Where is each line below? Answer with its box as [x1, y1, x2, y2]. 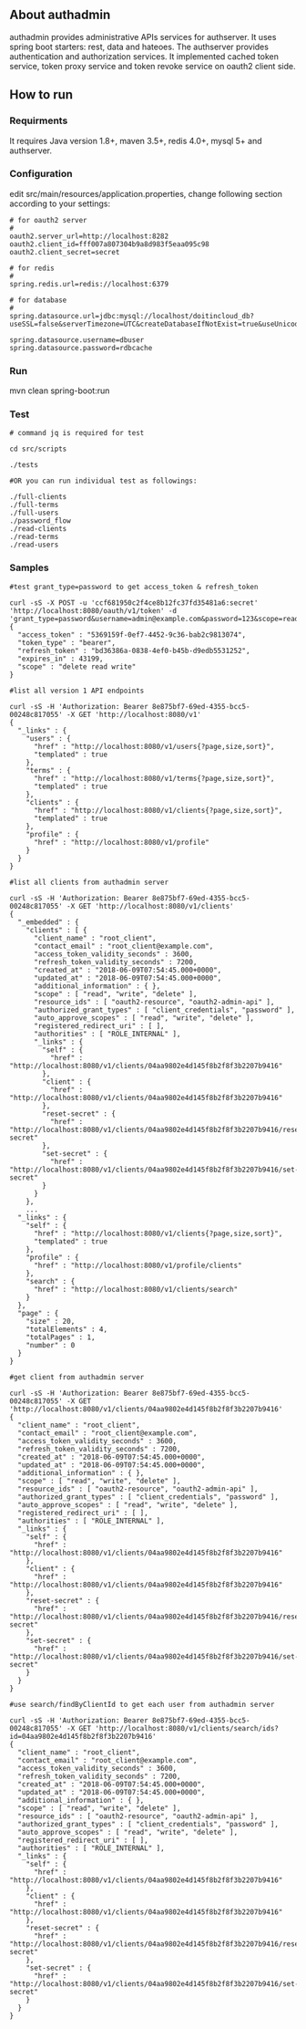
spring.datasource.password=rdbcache [9, 343, 153, 352]
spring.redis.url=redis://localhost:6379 [9, 279, 169, 288]
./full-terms [9, 501, 59, 510]
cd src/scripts [9, 444, 67, 454]
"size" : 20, [25, 1316, 76, 1326]
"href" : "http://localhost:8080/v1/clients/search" [33, 1285, 239, 1294]
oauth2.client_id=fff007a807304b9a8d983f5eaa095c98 [9, 239, 209, 249]
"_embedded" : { [17, 917, 79, 927]
